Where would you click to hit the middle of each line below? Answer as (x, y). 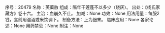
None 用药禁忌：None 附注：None (49, 26)
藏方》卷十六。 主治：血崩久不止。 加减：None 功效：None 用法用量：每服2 (82, 13)
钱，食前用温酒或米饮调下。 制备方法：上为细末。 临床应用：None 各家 (77, 19)
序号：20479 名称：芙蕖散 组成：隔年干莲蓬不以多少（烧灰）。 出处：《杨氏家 (82, 7)
